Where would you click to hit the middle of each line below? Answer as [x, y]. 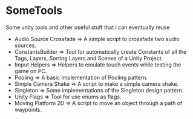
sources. [25, 45]
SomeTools [34, 11]
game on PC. [31, 71]
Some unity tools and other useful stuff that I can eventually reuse [88, 27]
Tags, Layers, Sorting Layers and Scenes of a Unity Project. [89, 58]
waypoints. [28, 109]
